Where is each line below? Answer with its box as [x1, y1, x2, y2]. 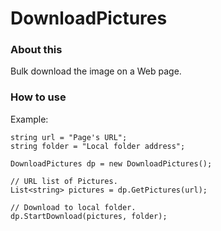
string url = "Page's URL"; [10, 132, 128, 142]
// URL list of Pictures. [10, 176, 118, 186]
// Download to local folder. [10, 202, 137, 212]
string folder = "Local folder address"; [10, 141, 186, 151]
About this [10, 43, 63, 57]
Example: [10, 113, 49, 125]
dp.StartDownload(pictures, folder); [10, 211, 168, 221]
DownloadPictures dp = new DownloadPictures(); [10, 158, 213, 169]
